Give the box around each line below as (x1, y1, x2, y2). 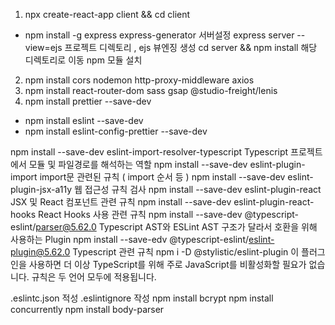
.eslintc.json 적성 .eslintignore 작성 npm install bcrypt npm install (10, 292, 274, 304)
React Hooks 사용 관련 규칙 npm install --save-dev (38, 209, 243, 220)
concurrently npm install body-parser (10, 304, 165, 315)
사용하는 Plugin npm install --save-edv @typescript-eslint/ (10, 234, 250, 245)
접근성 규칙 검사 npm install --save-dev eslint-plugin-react (84, 184, 322, 195)
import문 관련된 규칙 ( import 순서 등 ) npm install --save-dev (39, 171, 286, 183)
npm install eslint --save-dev (24, 115, 144, 126)
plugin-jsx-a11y (10, 184, 73, 195)
